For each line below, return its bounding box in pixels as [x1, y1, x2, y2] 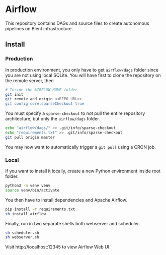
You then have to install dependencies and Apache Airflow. [5, 197, 127, 203]
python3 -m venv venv [5, 183, 51, 188]
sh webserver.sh [5, 235, 39, 240]
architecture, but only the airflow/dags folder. [5, 116, 101, 122]
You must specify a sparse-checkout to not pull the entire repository [5, 110, 145, 116]
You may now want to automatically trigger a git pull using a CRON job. [5, 144, 156, 150]
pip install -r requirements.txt [5, 207, 75, 212]
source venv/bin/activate [5, 187, 59, 193]
